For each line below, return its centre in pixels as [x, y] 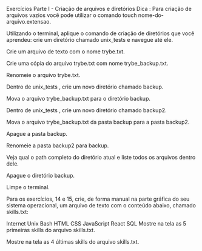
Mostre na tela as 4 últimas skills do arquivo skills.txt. [73, 242]
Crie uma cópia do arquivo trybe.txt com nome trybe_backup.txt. [87, 63]
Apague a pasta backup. [37, 134]
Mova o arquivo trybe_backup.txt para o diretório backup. [78, 99]
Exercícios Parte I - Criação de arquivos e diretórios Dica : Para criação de [99, 9]
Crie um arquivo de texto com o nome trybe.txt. [66, 52]
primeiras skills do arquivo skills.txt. [51, 230]
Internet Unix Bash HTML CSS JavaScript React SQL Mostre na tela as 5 [96, 223]
